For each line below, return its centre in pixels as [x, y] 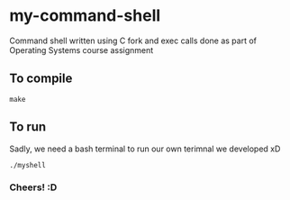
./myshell [28, 165]
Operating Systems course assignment [82, 50]
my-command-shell [85, 16]
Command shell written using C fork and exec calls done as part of [133, 41]
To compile [41, 79]
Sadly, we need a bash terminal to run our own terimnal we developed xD [145, 149]
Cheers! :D [33, 187]
